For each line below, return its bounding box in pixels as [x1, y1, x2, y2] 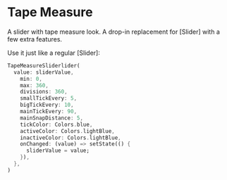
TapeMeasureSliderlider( [7, 62, 80, 69]
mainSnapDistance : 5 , [20, 114, 83, 122]
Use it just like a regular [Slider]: [7, 49, 100, 57]
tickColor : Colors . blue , [20, 121, 93, 128]
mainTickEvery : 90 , [20, 108, 78, 115]
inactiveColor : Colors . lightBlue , [20, 134, 121, 141]
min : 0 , [20, 75, 42, 82]
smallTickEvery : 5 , [20, 95, 78, 102]
